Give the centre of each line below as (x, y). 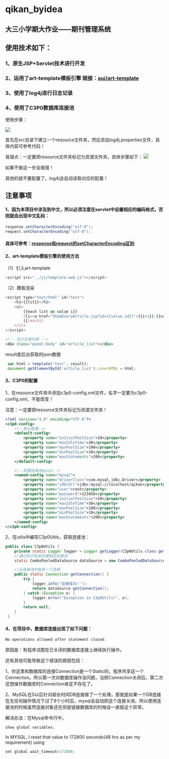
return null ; (37, 607)
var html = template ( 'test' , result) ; (48, 364)
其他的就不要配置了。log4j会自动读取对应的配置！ (57, 178)
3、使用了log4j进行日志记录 (39, 93)
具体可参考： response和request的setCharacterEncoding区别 (70, 243)
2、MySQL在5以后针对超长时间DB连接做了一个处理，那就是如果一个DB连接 (83, 694)
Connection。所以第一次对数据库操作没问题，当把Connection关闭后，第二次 (84, 678)
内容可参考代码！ (27, 146)
